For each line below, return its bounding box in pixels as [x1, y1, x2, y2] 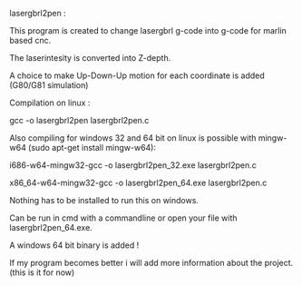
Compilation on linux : [9, 97, 91, 108]
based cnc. [9, 35, 52, 45]
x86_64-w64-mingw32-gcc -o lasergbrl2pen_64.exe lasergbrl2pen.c [9, 177, 268, 188]
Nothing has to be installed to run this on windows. [9, 195, 200, 205]
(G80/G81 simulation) [9, 80, 89, 90]
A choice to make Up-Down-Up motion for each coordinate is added [9, 70, 265, 81]
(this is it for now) [9, 267, 75, 278]
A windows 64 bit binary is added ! [9, 240, 140, 251]
